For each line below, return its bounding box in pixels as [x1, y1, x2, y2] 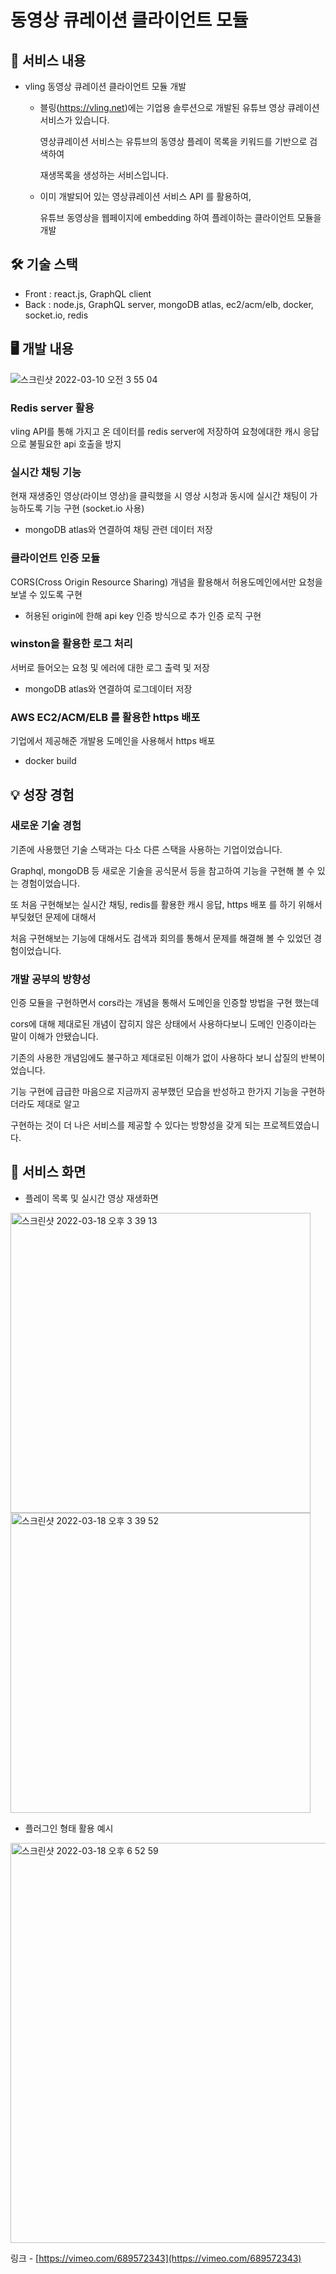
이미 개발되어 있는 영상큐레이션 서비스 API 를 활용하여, [39, 191, 252, 202]
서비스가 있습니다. [39, 114, 110, 126]
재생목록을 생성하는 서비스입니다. [39, 169, 169, 181]
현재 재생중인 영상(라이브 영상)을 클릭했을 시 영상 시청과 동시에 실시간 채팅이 [10, 490, 308, 502]
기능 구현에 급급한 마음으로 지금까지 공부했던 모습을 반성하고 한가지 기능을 [10, 1086, 299, 1098]
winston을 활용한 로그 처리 [10, 637, 133, 651]
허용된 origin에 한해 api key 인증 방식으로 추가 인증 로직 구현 [24, 609, 262, 621]
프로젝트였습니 [262, 1119, 320, 1131]
